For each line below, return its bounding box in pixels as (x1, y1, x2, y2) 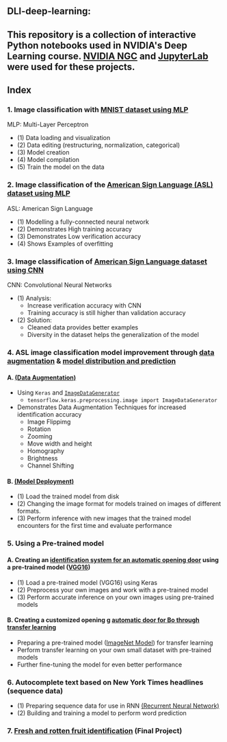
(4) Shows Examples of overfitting (16, 240, 113, 248)
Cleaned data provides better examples (27, 323, 139, 332)
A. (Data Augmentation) (7, 373, 77, 382)
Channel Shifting (27, 461, 75, 469)
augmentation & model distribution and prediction (7, 356, 176, 366)
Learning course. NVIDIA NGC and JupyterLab (7, 50, 209, 62)
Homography (27, 447, 65, 455)
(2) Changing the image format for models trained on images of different (16, 500, 222, 508)
